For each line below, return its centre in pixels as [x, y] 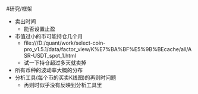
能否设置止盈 [39, 29]
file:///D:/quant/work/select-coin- [65, 43]
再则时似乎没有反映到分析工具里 [63, 85]
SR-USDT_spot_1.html [50, 56]
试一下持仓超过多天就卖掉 [55, 62]
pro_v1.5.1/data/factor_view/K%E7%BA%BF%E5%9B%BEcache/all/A [108, 49]
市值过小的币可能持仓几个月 [49, 36]
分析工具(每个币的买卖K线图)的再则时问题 [65, 77]
